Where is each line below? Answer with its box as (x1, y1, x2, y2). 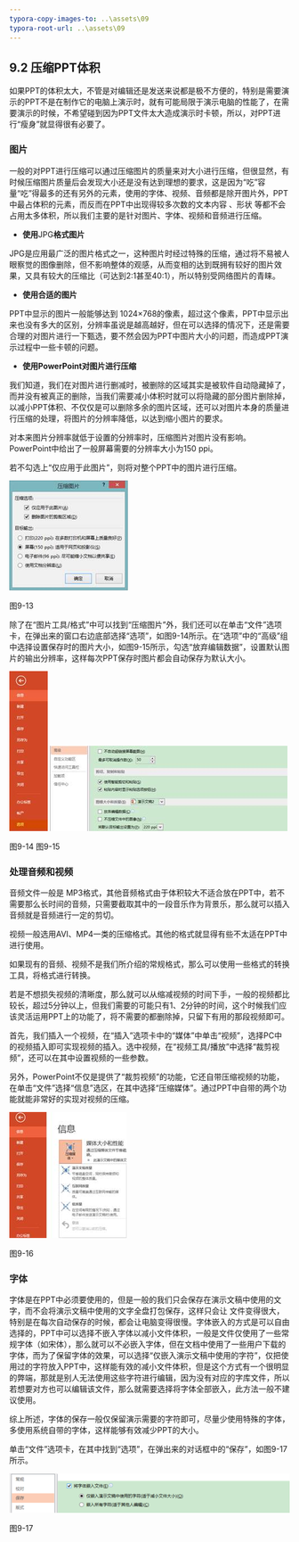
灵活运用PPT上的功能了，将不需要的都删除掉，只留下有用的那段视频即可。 (16, 1010, 289, 1021)
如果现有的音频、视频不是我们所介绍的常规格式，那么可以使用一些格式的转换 (9, 959, 290, 969)
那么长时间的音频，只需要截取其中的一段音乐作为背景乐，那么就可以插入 (24, 898, 290, 909)
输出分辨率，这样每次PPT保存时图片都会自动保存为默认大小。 (24, 652, 251, 664)
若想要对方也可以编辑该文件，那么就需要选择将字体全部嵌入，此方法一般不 (9, 1383, 282, 1395)
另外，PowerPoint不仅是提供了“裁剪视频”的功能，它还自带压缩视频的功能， (9, 1071, 285, 1082)
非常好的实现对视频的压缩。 (32, 1093, 134, 1104)
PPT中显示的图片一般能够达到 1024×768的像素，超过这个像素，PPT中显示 (9, 308, 281, 318)
